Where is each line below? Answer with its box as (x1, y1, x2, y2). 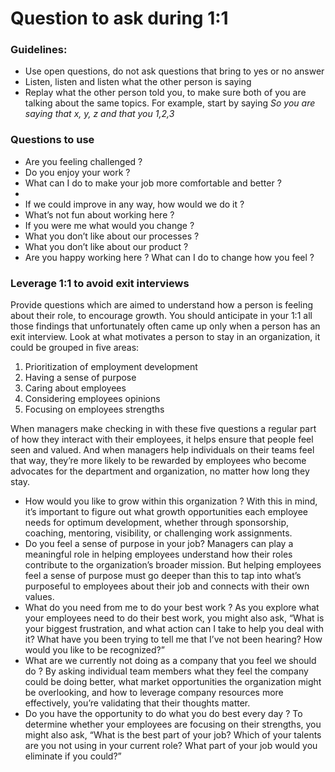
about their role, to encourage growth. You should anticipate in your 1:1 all (10, 310, 313, 322)
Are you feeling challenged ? (24, 155, 143, 167)
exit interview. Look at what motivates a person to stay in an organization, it (10, 331, 321, 343)
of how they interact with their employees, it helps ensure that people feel (10, 433, 314, 446)
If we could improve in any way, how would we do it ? (24, 198, 245, 210)
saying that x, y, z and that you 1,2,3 (24, 108, 175, 120)
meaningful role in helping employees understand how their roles (24, 548, 293, 561)
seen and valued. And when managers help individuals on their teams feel (10, 444, 315, 456)
